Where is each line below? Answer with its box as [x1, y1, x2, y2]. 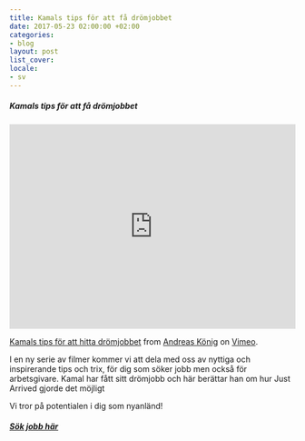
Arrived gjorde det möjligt [9, 383, 105, 394]
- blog [9, 38, 34, 48]
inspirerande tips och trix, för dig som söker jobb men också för [9, 363, 248, 374]
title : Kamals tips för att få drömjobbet [9, 13, 172, 23]
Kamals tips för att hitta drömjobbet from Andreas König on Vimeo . [9, 336, 259, 346]
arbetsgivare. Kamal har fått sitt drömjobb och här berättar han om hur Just [9, 373, 290, 384]
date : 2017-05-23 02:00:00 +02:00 [9, 22, 141, 31]
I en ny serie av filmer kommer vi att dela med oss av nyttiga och [9, 354, 251, 365]
